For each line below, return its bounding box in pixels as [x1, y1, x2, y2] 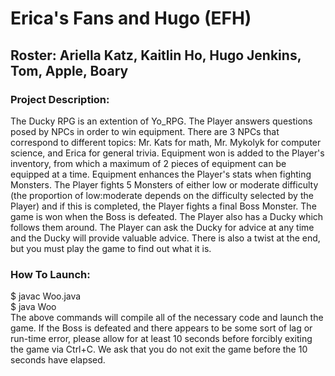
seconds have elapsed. [10, 354, 106, 366]
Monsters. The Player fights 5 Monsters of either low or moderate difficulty [10, 178, 319, 191]
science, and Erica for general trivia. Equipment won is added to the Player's [10, 147, 325, 159]
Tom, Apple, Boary [10, 62, 129, 79]
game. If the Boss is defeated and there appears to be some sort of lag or [10, 322, 313, 334]
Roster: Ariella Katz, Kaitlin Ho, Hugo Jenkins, [10, 47, 302, 64]
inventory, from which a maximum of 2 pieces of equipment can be [10, 157, 287, 169]
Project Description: [10, 92, 110, 106]
